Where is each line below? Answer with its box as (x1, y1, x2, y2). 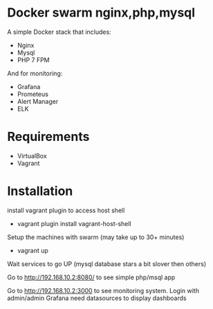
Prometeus (17, 90, 48, 98)
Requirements (7, 129, 90, 144)
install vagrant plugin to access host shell (7, 206, 125, 214)
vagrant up (17, 246, 48, 254)
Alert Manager (17, 97, 59, 105)
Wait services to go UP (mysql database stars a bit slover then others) (7, 259, 207, 268)
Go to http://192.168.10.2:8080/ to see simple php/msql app (7, 273, 176, 281)
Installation (7, 183, 73, 199)
